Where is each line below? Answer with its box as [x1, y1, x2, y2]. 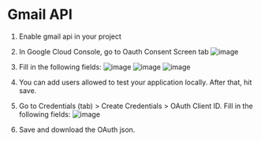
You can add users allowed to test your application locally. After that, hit [18, 77, 252, 87]
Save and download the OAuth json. [18, 125, 136, 134]
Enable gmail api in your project [18, 32, 121, 41]
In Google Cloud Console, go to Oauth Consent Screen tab [18, 47, 210, 56]
